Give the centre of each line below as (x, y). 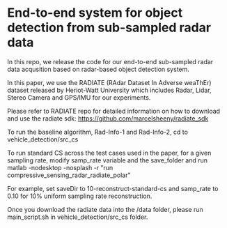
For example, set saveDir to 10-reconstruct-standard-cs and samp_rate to (113, 188)
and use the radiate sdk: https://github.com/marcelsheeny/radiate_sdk (108, 118)
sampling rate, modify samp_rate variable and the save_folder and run (107, 160)
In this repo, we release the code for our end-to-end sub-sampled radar (110, 61)
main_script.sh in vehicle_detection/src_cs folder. (78, 217)
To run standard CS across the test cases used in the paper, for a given (109, 153)
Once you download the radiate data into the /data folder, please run (105, 209)
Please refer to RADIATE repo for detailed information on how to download (114, 111)
